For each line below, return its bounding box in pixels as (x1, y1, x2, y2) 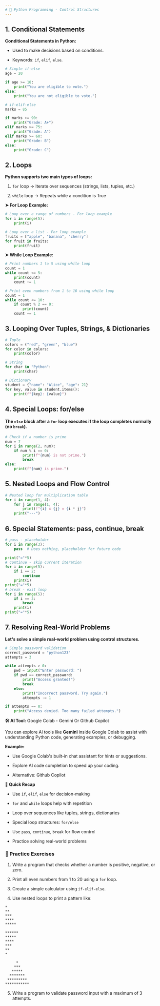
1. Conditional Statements (5, 25, 85, 34)
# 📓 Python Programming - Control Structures (5, 7, 99, 12)
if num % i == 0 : (14, 448, 49, 453)
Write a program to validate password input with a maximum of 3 (12, 990, 142, 996)
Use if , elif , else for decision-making (12, 791, 90, 797)
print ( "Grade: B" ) (14, 138, 51, 143)
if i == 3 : (14, 596, 36, 601)
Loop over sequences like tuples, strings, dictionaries (12, 810, 120, 816)
